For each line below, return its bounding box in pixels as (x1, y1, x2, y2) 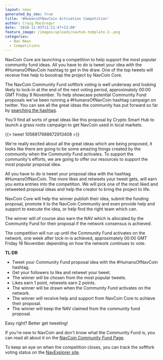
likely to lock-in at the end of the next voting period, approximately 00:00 (5, 86, 151, 92)
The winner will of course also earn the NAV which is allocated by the (5, 215, 144, 221)
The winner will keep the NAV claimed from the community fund (12, 306, 140, 311)
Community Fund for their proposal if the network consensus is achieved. (5, 221, 152, 226)
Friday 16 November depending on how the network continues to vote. (5, 240, 146, 246)
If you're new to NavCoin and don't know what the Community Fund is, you (5, 329, 155, 335)
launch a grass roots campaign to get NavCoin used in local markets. (5, 122, 143, 128)
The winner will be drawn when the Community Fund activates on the (12, 285, 151, 291)
